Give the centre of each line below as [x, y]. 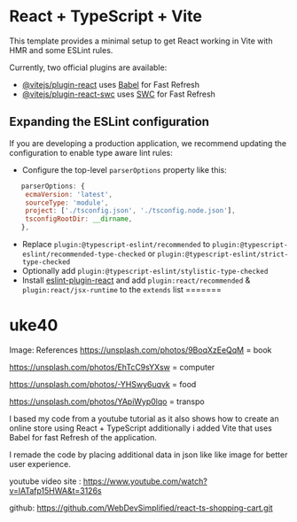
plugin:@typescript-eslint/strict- [223, 254]
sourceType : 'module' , [67, 203]
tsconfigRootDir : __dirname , [79, 219]
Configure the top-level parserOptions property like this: [125, 169]
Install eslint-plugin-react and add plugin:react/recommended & [136, 280]
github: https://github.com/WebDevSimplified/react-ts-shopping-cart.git [141, 508]
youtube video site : [45, 481]
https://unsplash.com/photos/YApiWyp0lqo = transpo [107, 401]
